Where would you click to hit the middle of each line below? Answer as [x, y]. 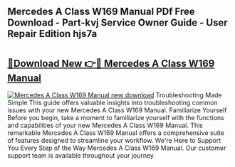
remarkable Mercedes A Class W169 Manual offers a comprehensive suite [116, 133]
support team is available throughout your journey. [81, 155]
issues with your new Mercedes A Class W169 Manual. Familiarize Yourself [117, 110]
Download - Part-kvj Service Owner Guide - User [117, 23]
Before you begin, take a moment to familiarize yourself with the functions [116, 118]
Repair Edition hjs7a [52, 34]
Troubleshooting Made [189, 95]
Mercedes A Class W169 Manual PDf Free [101, 12]
